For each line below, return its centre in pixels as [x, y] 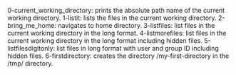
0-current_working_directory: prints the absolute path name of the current [116, 10]
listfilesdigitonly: [31, 48]
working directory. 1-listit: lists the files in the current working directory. [112, 18]
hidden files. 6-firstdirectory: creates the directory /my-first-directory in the [118, 56]
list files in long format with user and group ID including [138, 48]
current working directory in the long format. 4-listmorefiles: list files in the [117, 33]
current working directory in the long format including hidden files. [105, 41]
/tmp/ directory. [30, 63]
